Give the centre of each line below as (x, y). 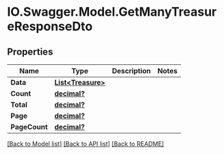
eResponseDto (50, 26)
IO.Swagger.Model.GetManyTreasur (112, 12)
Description (132, 71)
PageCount (29, 127)
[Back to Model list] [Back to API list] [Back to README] (86, 144)
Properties (30, 52)
